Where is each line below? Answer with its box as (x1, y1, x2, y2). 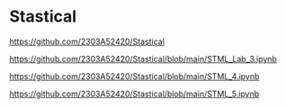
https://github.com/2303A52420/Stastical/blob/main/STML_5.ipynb (9, 88, 260, 99)
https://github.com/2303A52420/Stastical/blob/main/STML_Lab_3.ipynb (9, 53, 277, 64)
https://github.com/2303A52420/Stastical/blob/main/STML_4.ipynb (9, 70, 260, 82)
